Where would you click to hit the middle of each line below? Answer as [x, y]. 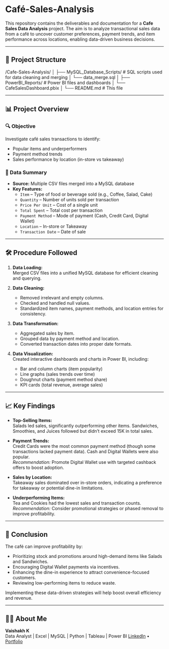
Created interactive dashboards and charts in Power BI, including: [80, 359]
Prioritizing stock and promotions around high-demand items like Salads [87, 556]
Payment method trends [37, 154]
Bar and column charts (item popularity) [61, 369]
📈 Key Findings [30, 406]
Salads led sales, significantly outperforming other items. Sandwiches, [85, 426]
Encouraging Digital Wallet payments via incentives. [66, 567]
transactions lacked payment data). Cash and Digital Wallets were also [85, 452]
